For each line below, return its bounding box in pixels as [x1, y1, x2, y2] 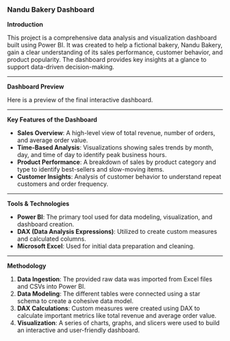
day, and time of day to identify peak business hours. [16, 151, 167, 159]
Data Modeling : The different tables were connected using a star [16, 290, 201, 298]
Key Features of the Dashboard [7, 115, 98, 124]
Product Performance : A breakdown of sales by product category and [16, 158, 216, 166]
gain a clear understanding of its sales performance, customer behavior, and [7, 48, 223, 56]
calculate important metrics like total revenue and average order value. [16, 311, 217, 320]
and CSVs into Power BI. [16, 283, 86, 291]
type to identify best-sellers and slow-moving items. [16, 165, 164, 174]
